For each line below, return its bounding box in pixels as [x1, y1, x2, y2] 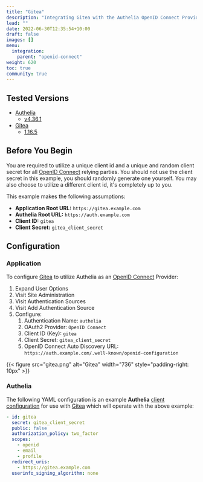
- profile [17, 453, 42, 459]
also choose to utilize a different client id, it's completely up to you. [6, 181, 173, 188]
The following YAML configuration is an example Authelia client [6, 396, 165, 403]
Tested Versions [6, 93, 69, 103]
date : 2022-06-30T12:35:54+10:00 [6, 25, 91, 32]
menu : [6, 43, 20, 49]
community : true [6, 71, 47, 77]
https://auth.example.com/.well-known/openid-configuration [24, 350, 179, 356]
